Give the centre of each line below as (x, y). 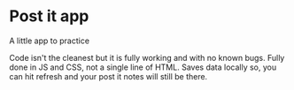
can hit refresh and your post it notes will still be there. (108, 76)
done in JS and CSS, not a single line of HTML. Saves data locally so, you (143, 67)
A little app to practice (50, 41)
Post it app (49, 16)
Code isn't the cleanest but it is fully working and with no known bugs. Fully (147, 57)
